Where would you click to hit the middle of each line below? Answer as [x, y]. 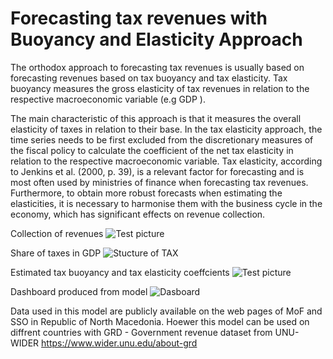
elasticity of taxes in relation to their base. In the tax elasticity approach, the [166, 129]
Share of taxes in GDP [56, 253]
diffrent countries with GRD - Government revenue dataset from [141, 332]
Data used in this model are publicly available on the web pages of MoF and [166, 311]
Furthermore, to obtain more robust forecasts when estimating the [146, 193]
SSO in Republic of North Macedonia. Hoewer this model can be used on [160, 321]
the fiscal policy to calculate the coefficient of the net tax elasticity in [152, 150]
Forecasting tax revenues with [139, 18]
